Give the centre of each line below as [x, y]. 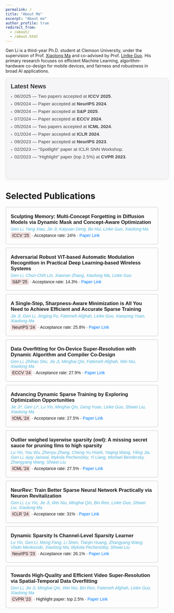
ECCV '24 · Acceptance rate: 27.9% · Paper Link [59, 372]
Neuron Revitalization [36, 496]
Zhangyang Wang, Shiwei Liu [38, 462]
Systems [21, 268]
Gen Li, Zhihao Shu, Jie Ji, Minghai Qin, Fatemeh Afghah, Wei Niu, [73, 361]
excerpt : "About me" [26, 18]
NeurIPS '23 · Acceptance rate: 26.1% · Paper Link [61, 554]
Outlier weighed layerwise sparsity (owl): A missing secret [79, 440]
